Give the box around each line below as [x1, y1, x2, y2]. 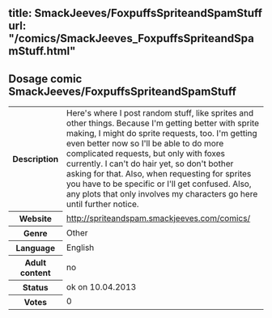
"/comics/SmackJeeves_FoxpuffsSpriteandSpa [8, 32, 255, 45]
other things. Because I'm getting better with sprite [66, 117, 260, 129]
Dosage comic [8, 72, 83, 86]
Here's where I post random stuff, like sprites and [66, 108, 253, 119]
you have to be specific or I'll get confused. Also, [66, 178, 252, 189]
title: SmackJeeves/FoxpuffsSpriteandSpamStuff [8, 6, 263, 20]
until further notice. [66, 198, 139, 210]
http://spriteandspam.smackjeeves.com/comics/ [66, 212, 251, 223]
